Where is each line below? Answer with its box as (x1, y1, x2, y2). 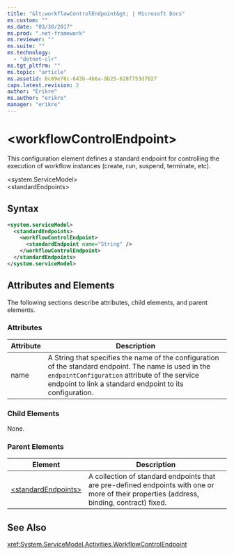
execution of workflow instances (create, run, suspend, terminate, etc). (7, 161, 211, 170)
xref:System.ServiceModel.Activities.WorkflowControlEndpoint (7, 540, 187, 549)
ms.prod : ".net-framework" (7, 29, 86, 37)
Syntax (7, 203, 39, 215)
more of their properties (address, (88, 489, 200, 499)
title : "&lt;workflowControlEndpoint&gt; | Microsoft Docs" (7, 10, 186, 17)
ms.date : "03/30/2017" (7, 23, 73, 30)
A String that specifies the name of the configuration (47, 353, 219, 362)
